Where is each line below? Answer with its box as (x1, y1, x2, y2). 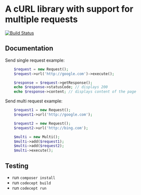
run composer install (12, 174, 56, 180)
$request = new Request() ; (14, 67, 69, 72)
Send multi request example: (5, 98, 62, 104)
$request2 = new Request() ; (14, 121, 71, 126)
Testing (5, 162, 29, 170)
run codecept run (12, 185, 47, 191)
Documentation (5, 44, 54, 52)
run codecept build (12, 180, 51, 186)
